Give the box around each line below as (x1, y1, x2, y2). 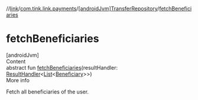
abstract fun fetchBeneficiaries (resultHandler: (6, 64, 118, 71)
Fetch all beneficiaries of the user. (6, 88, 89, 95)
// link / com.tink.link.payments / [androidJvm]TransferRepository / (6, 5, 160, 12)
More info (6, 76, 30, 83)
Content (6, 57, 26, 64)
